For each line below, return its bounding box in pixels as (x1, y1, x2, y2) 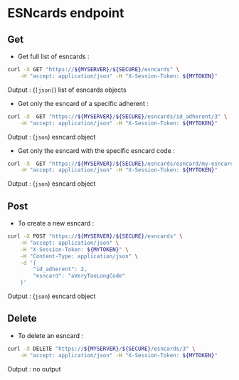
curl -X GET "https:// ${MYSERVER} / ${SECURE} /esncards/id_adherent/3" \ (7, 112, 228, 120)
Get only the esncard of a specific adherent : (17, 99, 149, 107)
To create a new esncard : (17, 219, 95, 228)
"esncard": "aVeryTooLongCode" (33, 273, 126, 280)
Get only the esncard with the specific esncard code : (17, 146, 176, 154)
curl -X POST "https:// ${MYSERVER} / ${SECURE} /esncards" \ (7, 233, 183, 240)
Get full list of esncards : (17, 52, 90, 60)
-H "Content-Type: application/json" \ (20, 253, 139, 260)
